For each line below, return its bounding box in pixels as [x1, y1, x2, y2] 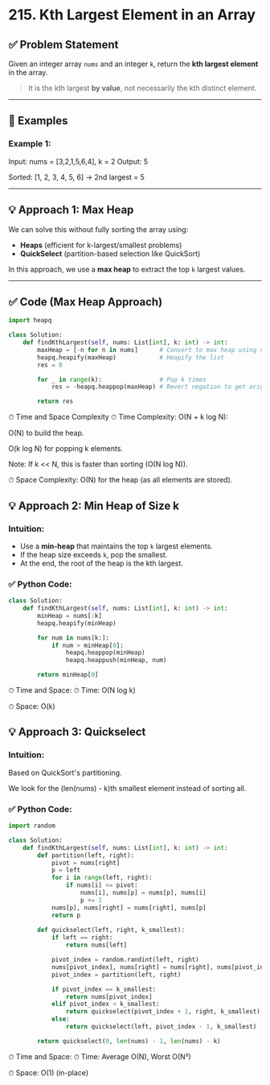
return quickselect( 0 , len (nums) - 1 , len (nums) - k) [37, 1037, 221, 1045]
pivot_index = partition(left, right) [51, 971, 182, 979]
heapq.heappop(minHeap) [65, 648, 146, 657]
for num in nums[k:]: [37, 634, 110, 642]
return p [51, 911, 81, 919]
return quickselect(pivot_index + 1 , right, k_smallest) [65, 1008, 261, 1016]
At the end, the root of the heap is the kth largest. [19, 558, 183, 568]
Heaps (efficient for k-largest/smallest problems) [19, 240, 182, 250]
